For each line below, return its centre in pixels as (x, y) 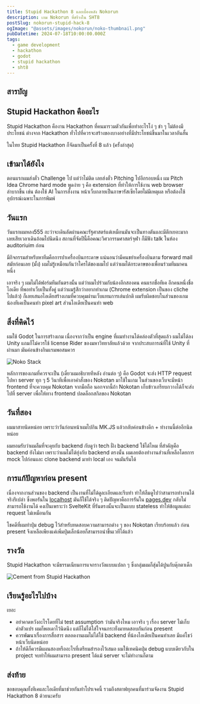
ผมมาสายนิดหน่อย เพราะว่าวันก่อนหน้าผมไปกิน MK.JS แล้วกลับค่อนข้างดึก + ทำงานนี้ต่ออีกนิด (100, 427)
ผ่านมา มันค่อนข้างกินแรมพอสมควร (41, 350)
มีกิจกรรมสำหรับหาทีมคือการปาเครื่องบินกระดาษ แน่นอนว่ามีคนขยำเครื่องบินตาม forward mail (100, 257)
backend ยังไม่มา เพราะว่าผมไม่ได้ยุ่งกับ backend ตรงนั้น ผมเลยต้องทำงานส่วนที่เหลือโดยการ (101, 452)
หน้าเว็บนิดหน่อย (32, 642)
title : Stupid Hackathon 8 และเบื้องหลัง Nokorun (62, 12)
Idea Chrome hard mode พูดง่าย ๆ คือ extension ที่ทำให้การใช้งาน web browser (95, 185)
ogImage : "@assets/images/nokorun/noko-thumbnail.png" (76, 28)
